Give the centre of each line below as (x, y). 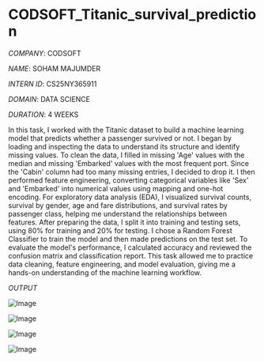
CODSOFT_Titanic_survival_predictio (132, 15)
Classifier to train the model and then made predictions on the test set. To (128, 239)
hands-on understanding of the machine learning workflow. (105, 272)
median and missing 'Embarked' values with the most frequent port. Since (128, 163)
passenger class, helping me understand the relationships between (118, 213)
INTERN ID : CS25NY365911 (53, 84)
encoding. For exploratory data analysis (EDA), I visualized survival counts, (130, 197)
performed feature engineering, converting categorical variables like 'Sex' (128, 180)
